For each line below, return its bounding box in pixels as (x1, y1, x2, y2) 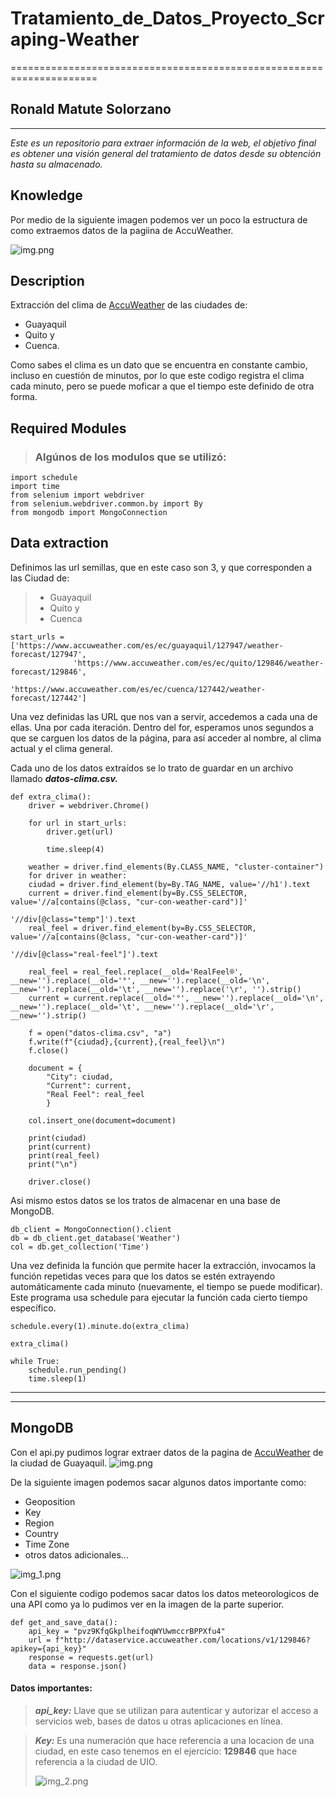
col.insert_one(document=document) (28, 1115, 177, 1126)
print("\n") (28, 1159, 78, 1169)
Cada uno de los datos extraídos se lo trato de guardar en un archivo (10, 762, 294, 774)
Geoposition (24, 1495, 76, 1507)
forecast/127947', (10, 649, 87, 659)
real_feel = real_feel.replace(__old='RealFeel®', (28, 967, 244, 977)
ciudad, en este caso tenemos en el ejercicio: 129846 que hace (34, 1745, 298, 1757)
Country (24, 1527, 59, 1539)
